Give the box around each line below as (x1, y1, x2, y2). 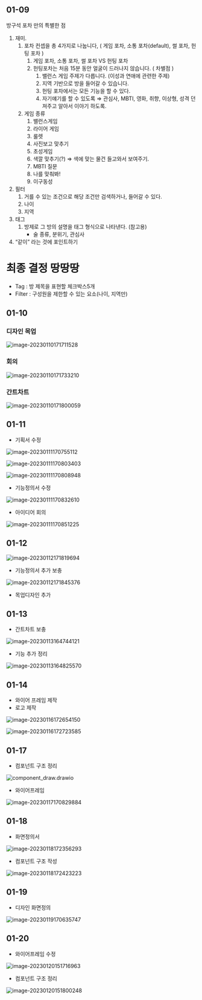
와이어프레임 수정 (14, 950, 56, 957)
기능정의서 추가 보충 (14, 567, 62, 574)
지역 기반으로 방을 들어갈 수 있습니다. (42, 80, 129, 87)
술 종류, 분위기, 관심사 (33, 231, 85, 238)
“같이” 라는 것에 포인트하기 (14, 238, 78, 245)
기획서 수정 (14, 436, 42, 443)
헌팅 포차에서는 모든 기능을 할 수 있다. (42, 87, 131, 94)
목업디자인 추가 (14, 591, 51, 598)
